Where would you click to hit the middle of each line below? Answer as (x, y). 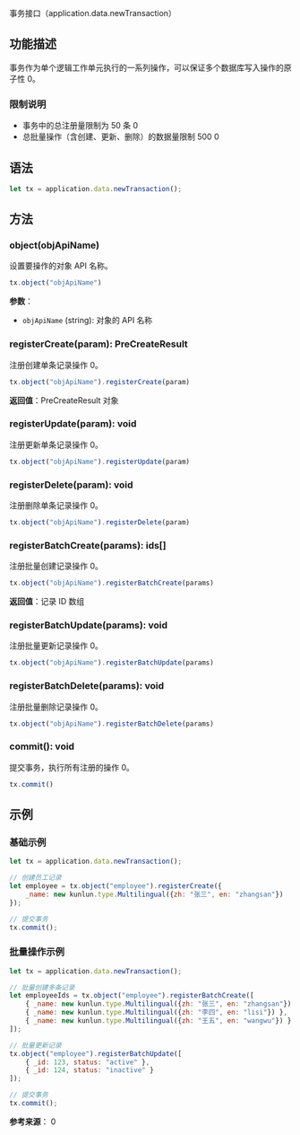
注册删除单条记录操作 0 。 (56, 505)
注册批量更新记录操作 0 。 (56, 646)
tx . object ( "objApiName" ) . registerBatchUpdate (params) (112, 663)
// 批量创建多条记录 (42, 987)
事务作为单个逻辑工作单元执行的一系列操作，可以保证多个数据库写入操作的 (146, 67)
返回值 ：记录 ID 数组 (47, 602)
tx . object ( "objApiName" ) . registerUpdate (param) (100, 462)
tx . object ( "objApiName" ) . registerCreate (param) (100, 382)
